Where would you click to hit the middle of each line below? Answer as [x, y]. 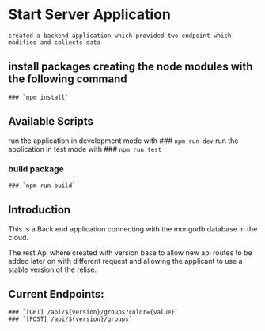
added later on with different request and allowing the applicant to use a [125, 261]
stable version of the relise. [53, 269]
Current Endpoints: [56, 294]
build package [36, 169]
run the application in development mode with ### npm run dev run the [123, 141]
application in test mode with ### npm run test [85, 149]
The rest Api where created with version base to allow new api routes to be [130, 252]
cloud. [19, 237]
